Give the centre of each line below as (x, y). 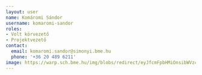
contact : (17, 46)
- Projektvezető (26, 40)
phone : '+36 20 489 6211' (44, 57)
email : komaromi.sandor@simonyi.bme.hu (61, 51)
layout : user (22, 12)
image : (14, 62)
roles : (14, 29)
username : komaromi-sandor (39, 23)
